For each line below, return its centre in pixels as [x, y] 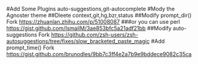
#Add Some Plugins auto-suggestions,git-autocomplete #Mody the [90, 9]
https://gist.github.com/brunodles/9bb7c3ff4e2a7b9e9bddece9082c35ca [99, 54]
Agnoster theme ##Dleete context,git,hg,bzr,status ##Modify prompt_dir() [99, 15]
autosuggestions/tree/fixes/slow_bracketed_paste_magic [78, 41]
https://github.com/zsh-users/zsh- [94, 35]
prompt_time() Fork [30, 48]
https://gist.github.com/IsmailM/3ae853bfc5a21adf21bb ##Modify [89, 28]
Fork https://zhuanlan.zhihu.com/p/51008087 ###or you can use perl [93, 22]
